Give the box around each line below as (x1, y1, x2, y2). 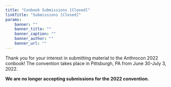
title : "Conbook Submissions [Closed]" (5, 7, 91, 13)
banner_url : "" (14, 41, 47, 46)
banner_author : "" (14, 36, 54, 41)
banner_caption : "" (14, 31, 56, 36)
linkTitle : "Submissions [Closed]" (5, 12, 81, 17)
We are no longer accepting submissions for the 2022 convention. (5, 75, 149, 82)
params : (5, 17, 22, 22)
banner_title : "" (14, 27, 52, 32)
